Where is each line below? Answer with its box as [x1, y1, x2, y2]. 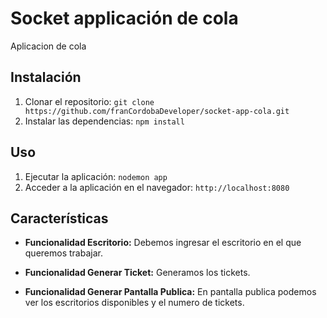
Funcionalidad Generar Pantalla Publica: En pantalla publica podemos [24, 286, 317, 298]
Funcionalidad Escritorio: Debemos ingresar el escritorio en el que [24, 237, 302, 249]
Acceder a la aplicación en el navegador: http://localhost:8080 [24, 181, 290, 193]
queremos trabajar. [24, 247, 103, 259]
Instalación [10, 69, 82, 86]
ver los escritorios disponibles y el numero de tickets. [24, 297, 245, 309]
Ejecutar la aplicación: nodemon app [24, 170, 168, 182]
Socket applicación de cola [10, 7, 239, 30]
